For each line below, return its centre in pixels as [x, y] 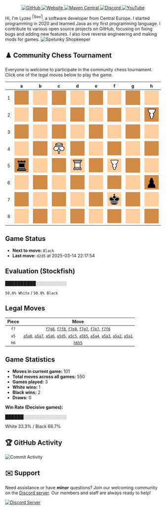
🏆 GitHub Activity [34, 442]
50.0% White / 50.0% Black [32, 293]
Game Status [25, 239]
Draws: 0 [22, 398]
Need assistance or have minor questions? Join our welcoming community [82, 487]
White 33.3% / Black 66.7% [33, 426]
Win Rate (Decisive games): [34, 407]
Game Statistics [30, 359]
